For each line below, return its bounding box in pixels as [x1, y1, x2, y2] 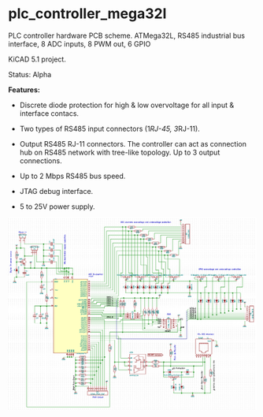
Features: [8, 84, 41, 95]
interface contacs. [19, 108, 80, 118]
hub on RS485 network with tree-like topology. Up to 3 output [19, 147, 220, 157]
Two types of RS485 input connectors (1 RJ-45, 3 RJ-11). [19, 124, 201, 133]
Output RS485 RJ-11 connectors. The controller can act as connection [19, 139, 246, 148]
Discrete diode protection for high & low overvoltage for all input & [19, 100, 235, 110]
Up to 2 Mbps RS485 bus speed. [19, 171, 126, 181]
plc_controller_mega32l [8, 5, 167, 23]
